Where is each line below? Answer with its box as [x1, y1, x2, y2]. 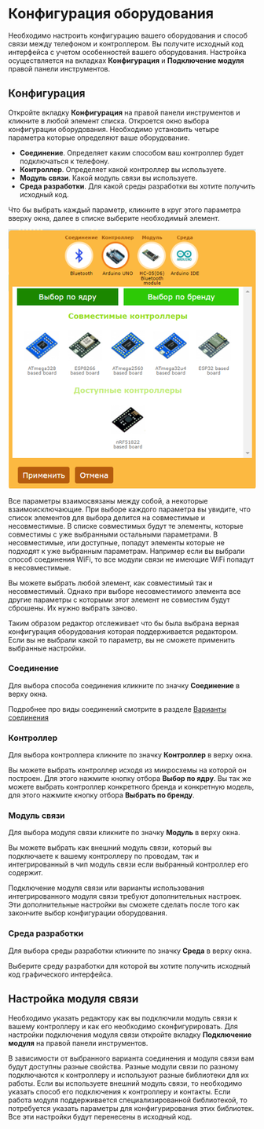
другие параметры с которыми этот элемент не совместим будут [8, 595, 230, 604]
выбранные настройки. [8, 643, 86, 653]
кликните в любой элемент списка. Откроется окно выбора [8, 115, 210, 126]
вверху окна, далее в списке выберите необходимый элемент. [8, 213, 220, 222]
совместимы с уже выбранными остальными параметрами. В [8, 530, 218, 539]
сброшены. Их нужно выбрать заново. [8, 603, 137, 613]
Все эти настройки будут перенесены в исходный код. [8, 1112, 192, 1121]
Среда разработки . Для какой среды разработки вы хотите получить [19, 181, 255, 191]
